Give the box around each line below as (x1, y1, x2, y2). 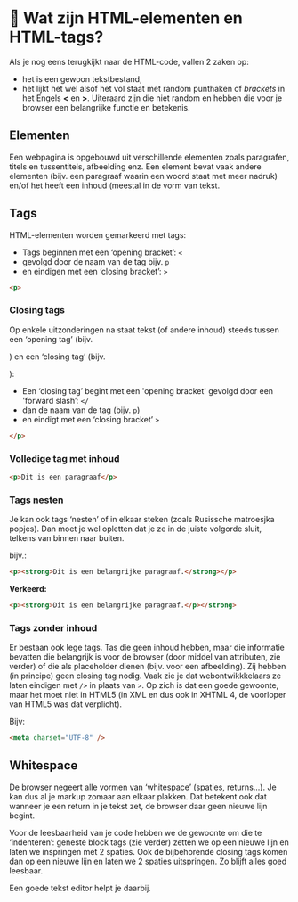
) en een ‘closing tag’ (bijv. (9, 351, 106, 362)
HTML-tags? (9, 27, 104, 47)
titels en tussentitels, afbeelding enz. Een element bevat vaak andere (9, 160, 262, 172)
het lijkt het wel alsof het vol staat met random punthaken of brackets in (21, 83, 286, 94)
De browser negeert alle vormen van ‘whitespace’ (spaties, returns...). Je (9, 782, 278, 792)
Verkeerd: (9, 583, 47, 594)
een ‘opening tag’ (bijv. (9, 333, 93, 344)
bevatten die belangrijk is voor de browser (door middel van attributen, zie (9, 652, 281, 662)
